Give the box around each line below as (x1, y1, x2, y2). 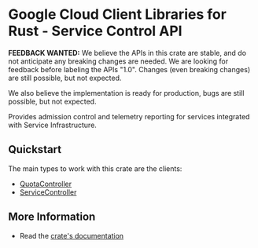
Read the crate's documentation (19, 231, 124, 240)
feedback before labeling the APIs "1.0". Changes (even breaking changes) (8, 64, 250, 74)
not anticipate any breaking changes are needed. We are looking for (8, 57, 229, 66)
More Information (8, 210, 96, 224)
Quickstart (8, 143, 62, 156)
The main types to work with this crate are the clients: (8, 163, 182, 173)
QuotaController (19, 179, 72, 188)
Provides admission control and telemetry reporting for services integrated (8, 111, 250, 121)
